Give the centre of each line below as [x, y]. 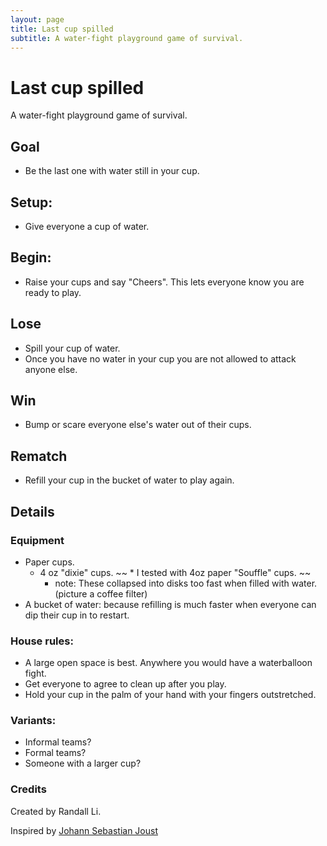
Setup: [31, 202]
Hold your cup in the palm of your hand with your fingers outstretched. [170, 695]
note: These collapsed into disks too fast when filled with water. [186, 583]
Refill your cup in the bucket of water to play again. [129, 480]
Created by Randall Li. [56, 811]
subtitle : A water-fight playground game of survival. [127, 38]
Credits [28, 789]
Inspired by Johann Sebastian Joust [84, 830]
